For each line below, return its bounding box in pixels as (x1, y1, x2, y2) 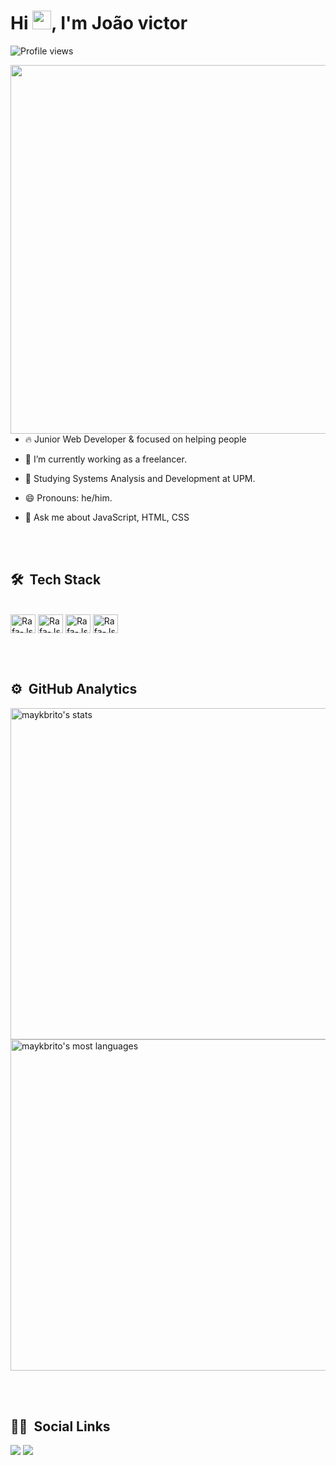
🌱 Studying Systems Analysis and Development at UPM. (24, 472, 256, 484)
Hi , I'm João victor (10, 12, 188, 35)
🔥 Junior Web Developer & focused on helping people (24, 433, 247, 445)
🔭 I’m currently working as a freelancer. (24, 453, 187, 465)
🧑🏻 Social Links (10, 1418, 111, 1435)
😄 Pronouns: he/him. (24, 491, 113, 504)
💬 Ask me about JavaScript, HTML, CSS (24, 511, 190, 523)
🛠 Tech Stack (10, 571, 102, 589)
